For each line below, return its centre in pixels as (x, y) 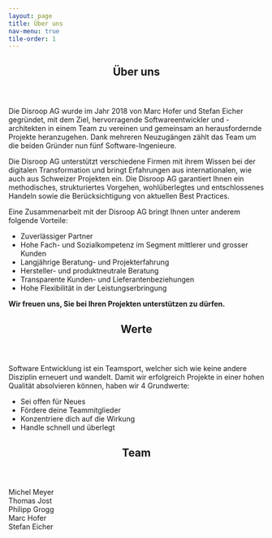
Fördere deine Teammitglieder (71, 410)
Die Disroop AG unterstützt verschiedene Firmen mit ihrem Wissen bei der (132, 161)
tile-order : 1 (32, 39)
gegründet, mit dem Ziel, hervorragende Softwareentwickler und (117, 120)
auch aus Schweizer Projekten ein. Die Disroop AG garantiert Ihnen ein (126, 178)
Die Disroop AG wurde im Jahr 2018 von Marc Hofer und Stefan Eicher (126, 111)
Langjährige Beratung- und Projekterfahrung (95, 262)
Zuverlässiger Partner (56, 236)
